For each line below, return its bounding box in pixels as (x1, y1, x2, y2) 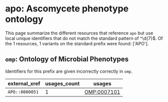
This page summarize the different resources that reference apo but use (5, 30, 153, 36)
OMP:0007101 (84, 88, 120, 95)
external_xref (8, 80, 41, 87)
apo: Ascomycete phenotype (5, 3, 129, 14)
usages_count (45, 80, 80, 87)
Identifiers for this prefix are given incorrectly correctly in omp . (5, 68, 133, 74)
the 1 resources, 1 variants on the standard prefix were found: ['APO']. (5, 40, 149, 46)
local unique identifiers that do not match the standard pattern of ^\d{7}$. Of (5, 35, 163, 41)
